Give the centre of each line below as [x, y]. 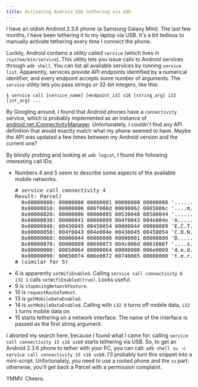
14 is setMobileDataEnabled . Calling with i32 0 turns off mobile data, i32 [102, 305]
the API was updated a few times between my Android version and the [92, 137]
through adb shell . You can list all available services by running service [94, 65]
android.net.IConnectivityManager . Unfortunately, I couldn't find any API [94, 124]
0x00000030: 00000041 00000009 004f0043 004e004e [95, 220]
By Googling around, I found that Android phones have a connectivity [92, 111]
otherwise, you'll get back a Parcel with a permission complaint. [84, 367]
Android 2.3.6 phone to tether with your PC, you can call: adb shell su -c [96, 348]
